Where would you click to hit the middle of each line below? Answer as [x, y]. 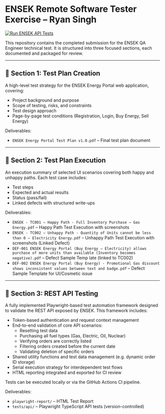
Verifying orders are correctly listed [55, 341]
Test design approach [34, 111]
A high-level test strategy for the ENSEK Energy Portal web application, [77, 85]
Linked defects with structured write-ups [54, 203]
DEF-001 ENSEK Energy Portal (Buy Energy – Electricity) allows [79, 248]
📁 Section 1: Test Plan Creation [53, 73]
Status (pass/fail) [29, 197]
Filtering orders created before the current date [67, 346]
